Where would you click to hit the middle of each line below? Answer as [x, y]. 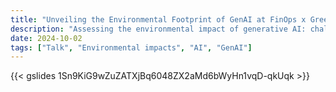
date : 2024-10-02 [46, 38]
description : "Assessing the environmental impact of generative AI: [158, 29]
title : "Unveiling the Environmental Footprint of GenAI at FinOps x [158, 19]
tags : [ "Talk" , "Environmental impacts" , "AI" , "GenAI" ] [131, 47]
